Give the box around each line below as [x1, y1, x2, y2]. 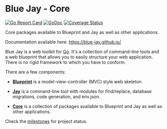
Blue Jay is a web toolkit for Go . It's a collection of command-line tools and [5, 48, 160, 54]
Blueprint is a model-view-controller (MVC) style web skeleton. [12, 78, 143, 84]
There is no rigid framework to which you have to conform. [5, 59, 126, 65]
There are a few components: [5, 68, 66, 75]
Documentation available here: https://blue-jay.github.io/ [5, 38, 121, 45]
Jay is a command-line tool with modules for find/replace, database [12, 88, 152, 94]
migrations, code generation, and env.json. [12, 93, 101, 99]
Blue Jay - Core [5, 3, 70, 14]
